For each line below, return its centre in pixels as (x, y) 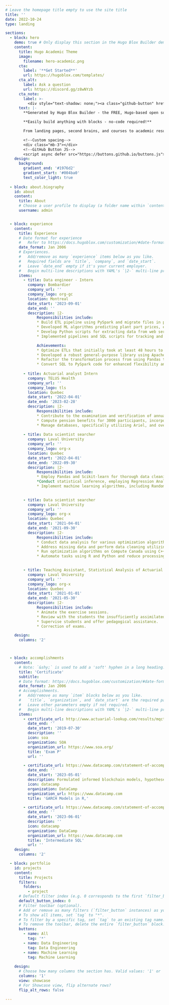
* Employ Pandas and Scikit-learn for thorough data (93, 477)
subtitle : (29, 677)
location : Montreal (48, 299)
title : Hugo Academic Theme (48, 52)
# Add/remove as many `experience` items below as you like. (86, 257)
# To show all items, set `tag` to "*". (61, 915)
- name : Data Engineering (51, 943)
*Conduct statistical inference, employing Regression (96, 482)
